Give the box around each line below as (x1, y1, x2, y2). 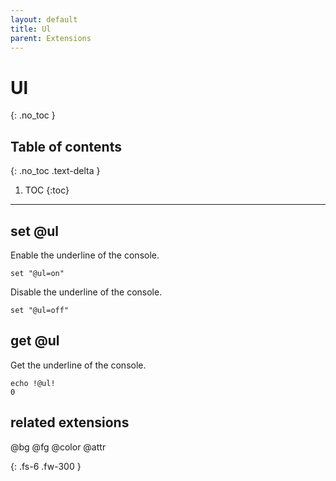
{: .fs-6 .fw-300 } (10, 460, 82, 472)
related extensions (10, 414, 130, 431)
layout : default (10, 14, 78, 25)
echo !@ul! (10, 378, 56, 388)
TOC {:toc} (24, 184, 70, 196)
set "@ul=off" (10, 305, 70, 315)
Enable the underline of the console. (10, 249, 160, 261)
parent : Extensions (10, 33, 92, 43)
